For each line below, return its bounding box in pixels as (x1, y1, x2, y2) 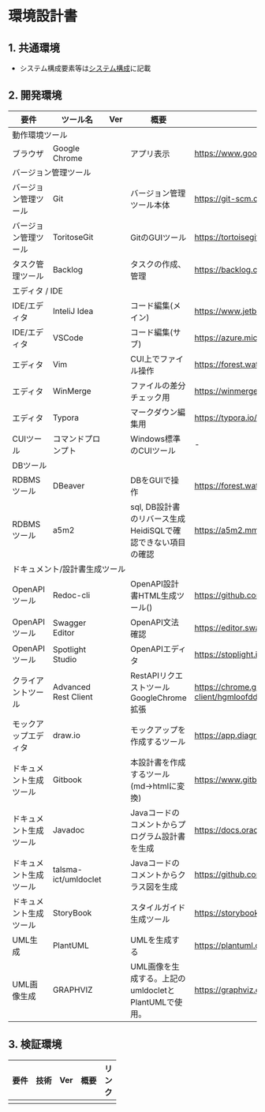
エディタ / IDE (12, 285, 63, 296)
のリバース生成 (129, 513, 185, 524)
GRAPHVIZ (52, 984, 93, 995)
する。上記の (137, 972, 186, 983)
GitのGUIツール (129, 232, 187, 243)
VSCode (52, 332, 84, 343)
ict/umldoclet (52, 874, 102, 885)
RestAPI (129, 670, 160, 681)
